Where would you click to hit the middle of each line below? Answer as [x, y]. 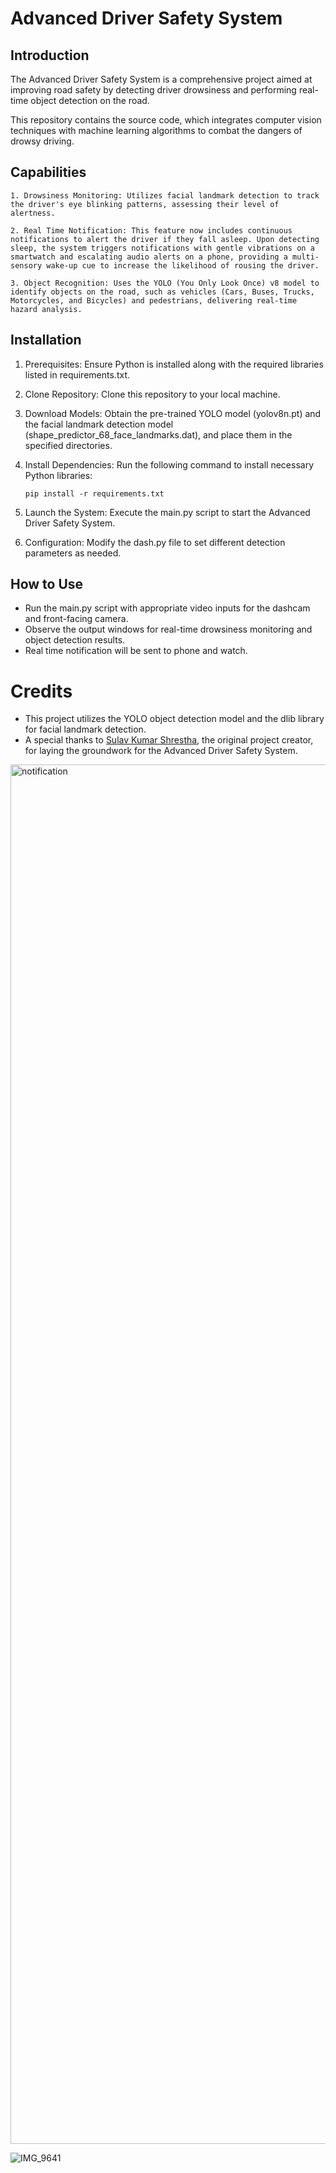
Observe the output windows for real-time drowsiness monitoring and [168, 629]
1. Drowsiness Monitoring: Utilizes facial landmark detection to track [165, 195]
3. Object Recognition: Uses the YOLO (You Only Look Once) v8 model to [165, 283]
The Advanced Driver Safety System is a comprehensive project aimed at [161, 79]
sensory [26, 265]
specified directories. [68, 445]
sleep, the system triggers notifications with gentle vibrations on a [162, 248]
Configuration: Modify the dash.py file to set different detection [155, 542]
